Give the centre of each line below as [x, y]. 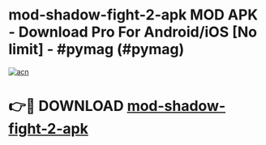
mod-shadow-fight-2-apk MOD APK [133, 15]
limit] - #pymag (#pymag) [97, 49]
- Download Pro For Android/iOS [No [133, 32]
